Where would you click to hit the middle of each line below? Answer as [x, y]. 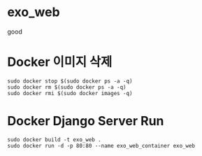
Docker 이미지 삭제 [60, 62]
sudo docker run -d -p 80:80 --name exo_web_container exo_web [101, 146]
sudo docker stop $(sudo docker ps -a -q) [70, 81]
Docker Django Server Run [86, 121]
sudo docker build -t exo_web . [54, 140]
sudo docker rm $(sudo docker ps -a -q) [67, 87]
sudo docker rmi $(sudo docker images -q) [70, 93]
